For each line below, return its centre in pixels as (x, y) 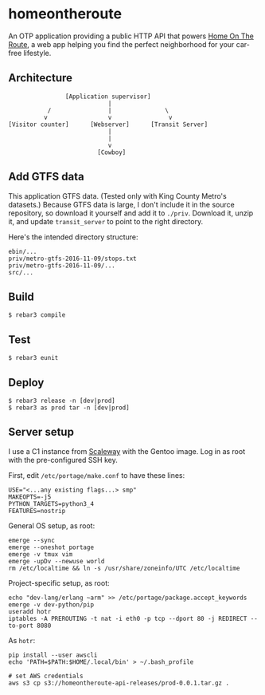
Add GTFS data (47, 177)
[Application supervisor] (108, 97)
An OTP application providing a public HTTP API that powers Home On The (131, 36)
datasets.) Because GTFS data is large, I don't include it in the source (121, 204)
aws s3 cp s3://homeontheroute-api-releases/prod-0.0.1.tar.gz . (119, 683)
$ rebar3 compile (37, 315)
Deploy (26, 383)
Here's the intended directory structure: (73, 237)
